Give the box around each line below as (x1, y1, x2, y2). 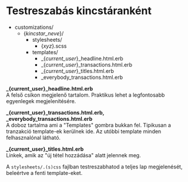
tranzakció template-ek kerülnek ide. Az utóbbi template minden (6, 128, 162, 135)
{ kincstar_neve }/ (23, 29, 64, 37)
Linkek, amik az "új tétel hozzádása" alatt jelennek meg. (6, 151, 141, 158)
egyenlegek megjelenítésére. (6, 97, 76, 104)
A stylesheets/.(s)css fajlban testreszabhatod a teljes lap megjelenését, (6, 163, 183, 170)
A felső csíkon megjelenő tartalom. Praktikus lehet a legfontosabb (6, 91, 165, 98)
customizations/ (14, 24, 54, 31)
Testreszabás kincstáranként (6, 4, 152, 18)
